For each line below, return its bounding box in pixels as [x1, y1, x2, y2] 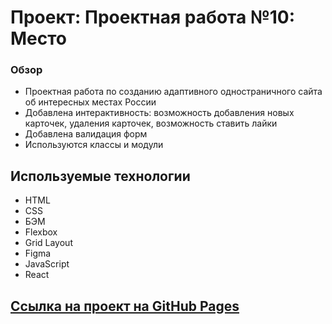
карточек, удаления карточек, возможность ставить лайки [24, 117, 278, 130]
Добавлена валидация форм [24, 128, 148, 140]
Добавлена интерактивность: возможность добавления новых [24, 107, 295, 119]
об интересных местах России [24, 96, 157, 108]
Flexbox [24, 226, 58, 238]
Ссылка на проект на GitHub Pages [10, 297, 240, 315]
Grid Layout [24, 237, 73, 249]
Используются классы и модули [24, 139, 164, 151]
